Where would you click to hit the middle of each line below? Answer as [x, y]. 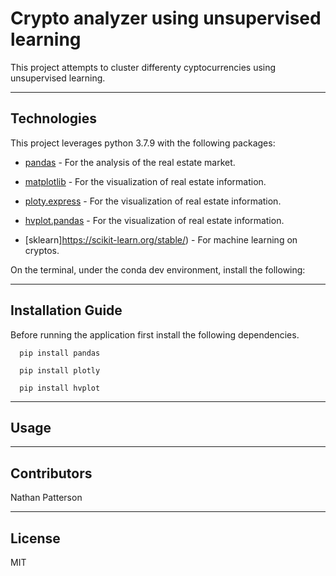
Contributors [51, 473]
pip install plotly [60, 370]
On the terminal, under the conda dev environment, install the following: [158, 269]
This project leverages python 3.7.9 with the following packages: [143, 143]
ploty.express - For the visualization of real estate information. [153, 201]
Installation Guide [66, 310]
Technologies [54, 118]
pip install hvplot [60, 388]
